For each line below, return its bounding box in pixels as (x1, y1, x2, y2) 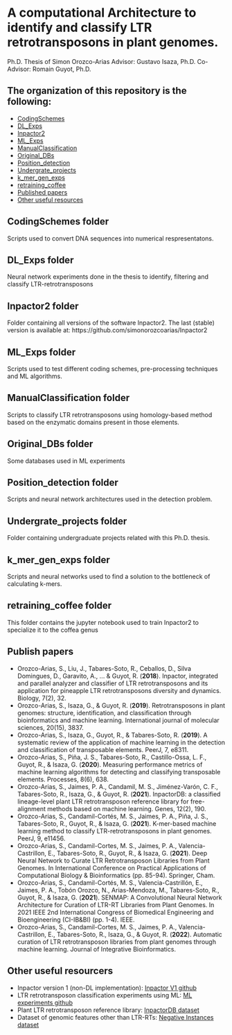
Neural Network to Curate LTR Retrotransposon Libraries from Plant (17, 856, 210, 865)
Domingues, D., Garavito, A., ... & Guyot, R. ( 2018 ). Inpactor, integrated (17, 671, 218, 680)
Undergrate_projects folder (7, 515, 127, 527)
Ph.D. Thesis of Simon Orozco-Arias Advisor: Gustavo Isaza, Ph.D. (7, 57, 196, 65)
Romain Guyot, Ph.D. (32, 65, 91, 73)
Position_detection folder (7, 477, 119, 489)
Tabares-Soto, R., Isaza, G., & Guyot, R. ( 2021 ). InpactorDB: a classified (17, 790, 221, 798)
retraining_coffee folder (7, 600, 112, 612)
